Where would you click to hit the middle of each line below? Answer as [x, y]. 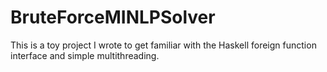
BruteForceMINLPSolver [113, 17]
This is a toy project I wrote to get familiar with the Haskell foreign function [163, 45]
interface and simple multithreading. [85, 55]
